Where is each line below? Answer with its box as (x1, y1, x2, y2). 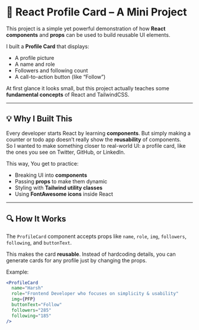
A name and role (14, 61, 55, 68)
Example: (6, 268, 29, 275)
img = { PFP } (11, 296, 36, 302)
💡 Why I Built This (6, 114, 73, 124)
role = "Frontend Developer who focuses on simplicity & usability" (11, 291, 179, 297)
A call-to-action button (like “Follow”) (14, 73, 106, 80)
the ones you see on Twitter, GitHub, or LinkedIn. (6, 148, 126, 156)
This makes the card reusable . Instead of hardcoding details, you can (6, 250, 176, 258)
